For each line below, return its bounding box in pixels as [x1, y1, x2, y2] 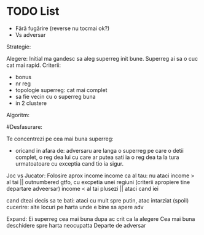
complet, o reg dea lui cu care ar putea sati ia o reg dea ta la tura [15, 153, 179, 161]
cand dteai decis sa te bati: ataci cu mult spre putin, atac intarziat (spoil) [6, 196, 189, 204]
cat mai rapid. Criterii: [6, 61, 61, 69]
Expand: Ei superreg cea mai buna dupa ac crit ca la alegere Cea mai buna [6, 215, 195, 222]
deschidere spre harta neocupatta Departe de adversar [6, 222, 146, 229]
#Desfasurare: [6, 123, 43, 130]
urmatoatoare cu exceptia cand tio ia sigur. [15, 160, 124, 167]
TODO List [6, 4, 60, 18]
